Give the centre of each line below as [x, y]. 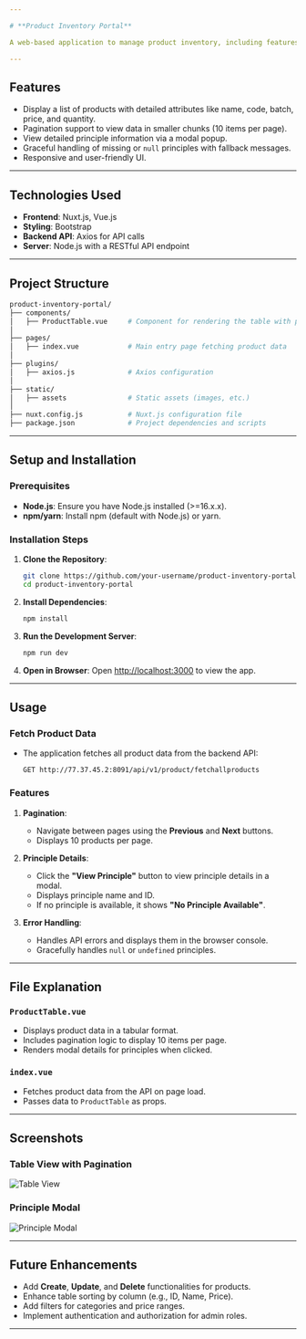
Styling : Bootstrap [57, 227]
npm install [45, 618]
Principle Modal [45, 1208]
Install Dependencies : [65, 602]
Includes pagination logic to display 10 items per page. [125, 1041]
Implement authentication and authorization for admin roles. [135, 1316]
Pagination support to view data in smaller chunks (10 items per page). [155, 129]
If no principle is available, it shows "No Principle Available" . [151, 905]
